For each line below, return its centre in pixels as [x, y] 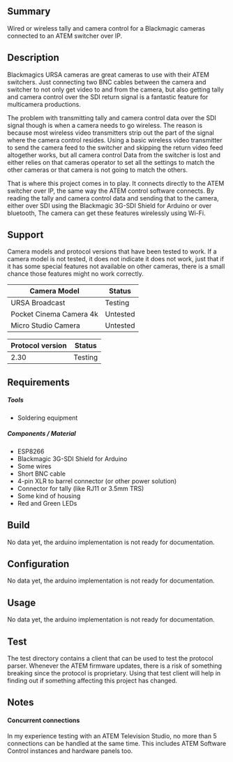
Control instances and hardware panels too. [70, 751]
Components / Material [42, 434]
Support [25, 235]
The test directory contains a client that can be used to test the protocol [111, 659]
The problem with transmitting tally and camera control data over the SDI [112, 117]
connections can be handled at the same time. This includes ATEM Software [117, 743]
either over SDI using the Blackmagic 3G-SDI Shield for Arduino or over [110, 205]
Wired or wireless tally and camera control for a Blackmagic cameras [106, 28]
